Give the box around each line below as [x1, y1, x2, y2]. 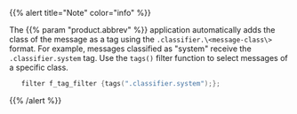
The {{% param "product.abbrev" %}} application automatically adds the [9, 25, 276, 34]
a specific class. [9, 62, 68, 72]
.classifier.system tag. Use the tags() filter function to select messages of [9, 53, 289, 63]
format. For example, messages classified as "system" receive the [9, 43, 252, 54]
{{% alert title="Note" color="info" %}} [9, 8, 151, 18]
